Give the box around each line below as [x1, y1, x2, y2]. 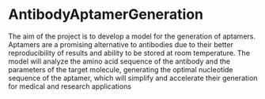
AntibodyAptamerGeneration [8, 5, 204, 24]
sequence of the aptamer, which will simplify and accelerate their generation [8, 73, 258, 82]
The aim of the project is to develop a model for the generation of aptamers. [8, 31, 256, 41]
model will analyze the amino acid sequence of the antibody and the [8, 57, 231, 66]
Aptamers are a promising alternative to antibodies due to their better [8, 39, 233, 49]
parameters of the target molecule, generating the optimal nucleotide [8, 64, 233, 74]
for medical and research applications [8, 81, 132, 91]
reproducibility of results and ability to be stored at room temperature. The [8, 48, 251, 57]
